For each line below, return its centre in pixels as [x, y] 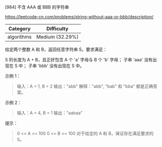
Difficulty [57, 29]
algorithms [20, 37]
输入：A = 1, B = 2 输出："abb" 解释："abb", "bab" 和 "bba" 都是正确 [85, 86]
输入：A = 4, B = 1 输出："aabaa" [50, 113]
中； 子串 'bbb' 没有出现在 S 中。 [52, 66]
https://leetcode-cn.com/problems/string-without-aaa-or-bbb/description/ [79, 17]
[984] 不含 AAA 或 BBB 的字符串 [37, 7]
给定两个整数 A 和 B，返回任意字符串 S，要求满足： [56, 49]
